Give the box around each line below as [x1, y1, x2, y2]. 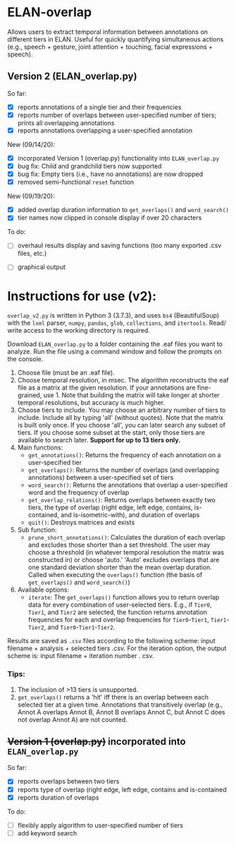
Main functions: [17, 443, 63, 452]
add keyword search [17, 829, 77, 837]
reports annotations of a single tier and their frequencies [17, 103, 182, 111]
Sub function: [17, 526, 57, 534]
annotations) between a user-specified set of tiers [27, 473, 174, 482]
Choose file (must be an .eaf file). [17, 368, 115, 377]
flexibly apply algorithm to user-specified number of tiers [17, 821, 184, 829]
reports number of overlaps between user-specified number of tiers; [17, 111, 217, 119]
